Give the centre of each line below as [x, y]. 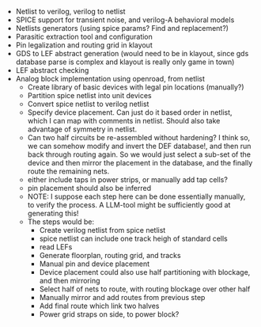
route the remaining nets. [68, 171]
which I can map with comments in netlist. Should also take [124, 121]
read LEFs [56, 247]
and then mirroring [70, 281]
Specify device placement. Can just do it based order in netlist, [130, 112]
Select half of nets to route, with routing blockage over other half [145, 289]
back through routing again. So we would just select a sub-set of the [139, 154]
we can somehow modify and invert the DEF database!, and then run [139, 146]
